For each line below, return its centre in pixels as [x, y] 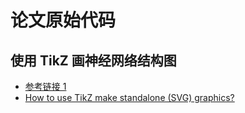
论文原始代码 [63, 20]
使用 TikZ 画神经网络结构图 [93, 60]
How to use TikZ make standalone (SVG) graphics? [129, 97]
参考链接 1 [45, 86]
